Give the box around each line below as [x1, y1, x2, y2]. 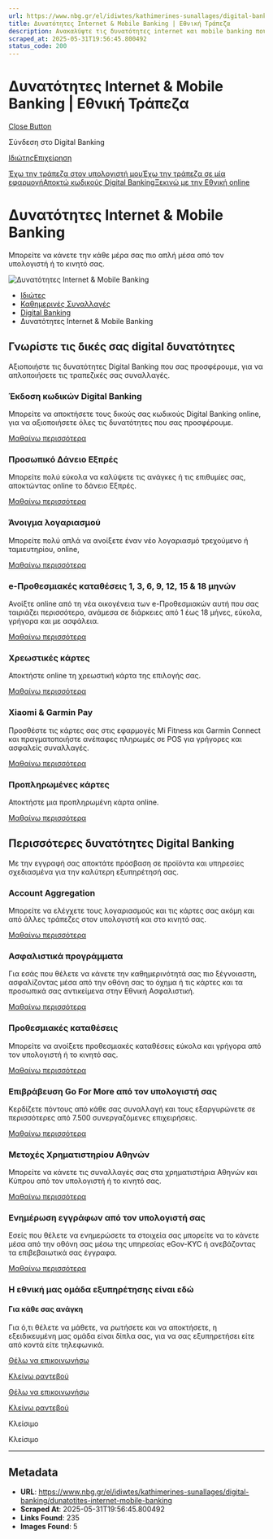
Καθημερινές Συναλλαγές [19, 299, 111, 309]
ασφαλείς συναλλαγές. [8, 743, 89, 752]
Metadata [8, 1466, 58, 1479]
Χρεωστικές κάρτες [8, 652, 91, 664]
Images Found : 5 [19, 1522, 78, 1532]
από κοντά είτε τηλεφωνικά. [8, 1339, 105, 1349]
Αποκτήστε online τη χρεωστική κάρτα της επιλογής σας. [8, 671, 201, 681]
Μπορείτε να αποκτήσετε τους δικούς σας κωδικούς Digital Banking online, [8, 409, 262, 419]
